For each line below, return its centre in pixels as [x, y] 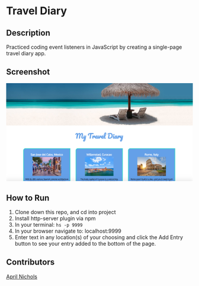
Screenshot [28, 72]
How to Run [28, 198]
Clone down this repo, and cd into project [65, 212]
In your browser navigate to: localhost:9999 [68, 231]
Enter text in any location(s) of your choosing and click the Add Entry [99, 237]
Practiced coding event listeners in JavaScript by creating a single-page [94, 47]
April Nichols [22, 277]
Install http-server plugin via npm [55, 218]
